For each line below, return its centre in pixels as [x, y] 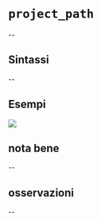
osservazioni [41, 193]
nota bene [34, 148]
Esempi [27, 104]
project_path [51, 14]
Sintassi [29, 60]
